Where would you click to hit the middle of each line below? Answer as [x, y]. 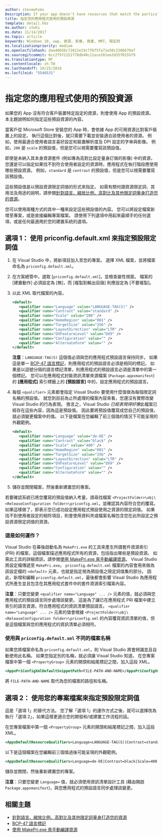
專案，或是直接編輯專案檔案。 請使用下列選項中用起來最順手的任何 [80, 215]
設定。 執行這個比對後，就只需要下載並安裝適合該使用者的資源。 [82, 135]
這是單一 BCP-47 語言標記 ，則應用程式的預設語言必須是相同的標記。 [81, 363]
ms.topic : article [24, 37]
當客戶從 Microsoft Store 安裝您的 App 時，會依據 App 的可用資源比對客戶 [79, 129]
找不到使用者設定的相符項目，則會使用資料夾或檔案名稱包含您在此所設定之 [79, 515]
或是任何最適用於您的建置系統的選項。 [52, 221]
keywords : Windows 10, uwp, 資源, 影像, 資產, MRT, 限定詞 [63, 41]
